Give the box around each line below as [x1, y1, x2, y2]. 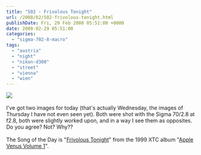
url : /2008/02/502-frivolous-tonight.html [6, 14, 114, 20]
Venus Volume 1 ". [6, 142, 49, 150]
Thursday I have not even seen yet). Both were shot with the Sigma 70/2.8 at [6, 111, 195, 118]
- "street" [11, 64, 39, 71]
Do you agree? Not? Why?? [6, 123, 74, 130]
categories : [6, 31, 36, 37]
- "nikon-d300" [11, 59, 50, 65]
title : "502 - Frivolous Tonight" [6, 8, 93, 15]
